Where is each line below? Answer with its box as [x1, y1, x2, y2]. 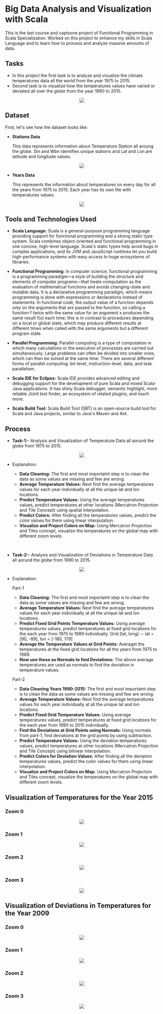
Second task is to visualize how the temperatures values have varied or [12, 83, 155, 89]
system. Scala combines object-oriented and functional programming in [12, 238, 157, 244]
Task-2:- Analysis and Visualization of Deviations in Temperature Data [12, 552, 153, 558]
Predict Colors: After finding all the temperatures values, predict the [19, 513, 157, 518]
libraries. [12, 259, 30, 265]
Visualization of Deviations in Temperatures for [5, 901, 151, 910]
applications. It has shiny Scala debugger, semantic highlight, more [23, 386, 157, 392]
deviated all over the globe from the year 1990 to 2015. [12, 88, 122, 94]
